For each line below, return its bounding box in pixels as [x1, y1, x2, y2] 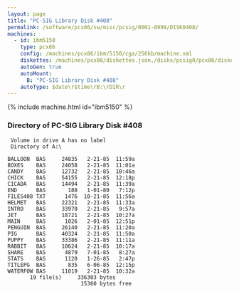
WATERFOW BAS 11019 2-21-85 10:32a [7, 268, 135, 275]
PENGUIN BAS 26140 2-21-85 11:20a [7, 224, 135, 231]
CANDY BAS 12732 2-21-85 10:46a [7, 168, 135, 175]
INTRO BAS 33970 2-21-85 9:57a [7, 205, 135, 212]
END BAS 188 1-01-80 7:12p [7, 187, 135, 194]
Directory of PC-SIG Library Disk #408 [7, 120, 143, 130]
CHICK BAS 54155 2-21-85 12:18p [7, 174, 135, 182]
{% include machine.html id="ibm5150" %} [7, 103, 133, 111]
